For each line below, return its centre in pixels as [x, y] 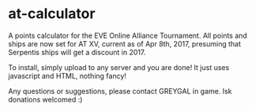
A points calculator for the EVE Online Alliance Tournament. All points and [127, 35]
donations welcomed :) [45, 99]
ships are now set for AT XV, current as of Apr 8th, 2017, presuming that [125, 43]
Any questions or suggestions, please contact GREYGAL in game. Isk [120, 91]
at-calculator [52, 14]
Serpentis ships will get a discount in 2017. [77, 52]
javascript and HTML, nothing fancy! [67, 76]
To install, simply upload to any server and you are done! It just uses [119, 67]
